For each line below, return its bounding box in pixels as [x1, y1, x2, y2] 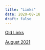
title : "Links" [5, 7, 36, 12]
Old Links [5, 30, 24, 36]
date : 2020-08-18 [5, 12, 41, 17]
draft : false [5, 16, 32, 21]
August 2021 [5, 39, 31, 45]
